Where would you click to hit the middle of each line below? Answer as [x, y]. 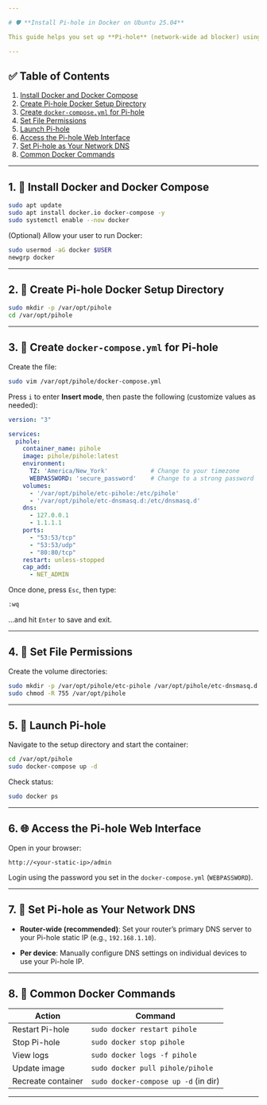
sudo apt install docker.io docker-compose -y [87, 213]
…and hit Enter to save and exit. [60, 619]
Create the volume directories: [58, 671]
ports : [33, 530]
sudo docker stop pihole [138, 1043]
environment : [44, 464]
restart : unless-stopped [64, 560]
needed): [23, 405]
